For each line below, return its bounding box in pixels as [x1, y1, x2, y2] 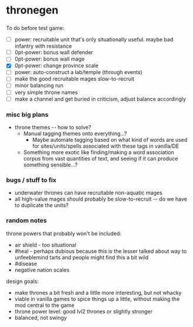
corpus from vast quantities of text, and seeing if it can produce [23, 155, 178, 162]
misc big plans [6, 110, 49, 118]
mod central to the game [14, 301, 75, 309]
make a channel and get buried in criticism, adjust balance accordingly [14, 95, 187, 102]
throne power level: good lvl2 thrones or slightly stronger [14, 308, 153, 315]
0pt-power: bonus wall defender [14, 49, 94, 56]
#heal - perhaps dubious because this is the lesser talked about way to [14, 248, 187, 255]
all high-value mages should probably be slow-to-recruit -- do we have [14, 195, 187, 203]
